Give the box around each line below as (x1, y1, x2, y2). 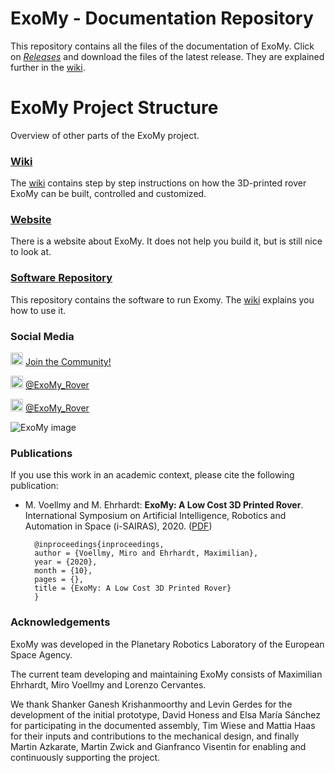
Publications (10, 446, 73, 460)
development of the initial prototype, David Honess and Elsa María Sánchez (10, 708, 322, 721)
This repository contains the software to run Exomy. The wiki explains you (10, 293, 315, 306)
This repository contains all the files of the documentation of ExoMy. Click (10, 40, 315, 52)
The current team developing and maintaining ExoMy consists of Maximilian (10, 668, 323, 680)
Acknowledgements (10, 615, 111, 629)
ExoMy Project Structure (10, 97, 219, 119)
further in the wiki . (10, 61, 86, 73)
